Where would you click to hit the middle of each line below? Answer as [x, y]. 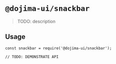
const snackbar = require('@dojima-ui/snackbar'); [58, 48]
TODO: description [36, 21]
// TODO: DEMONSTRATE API [32, 57]
